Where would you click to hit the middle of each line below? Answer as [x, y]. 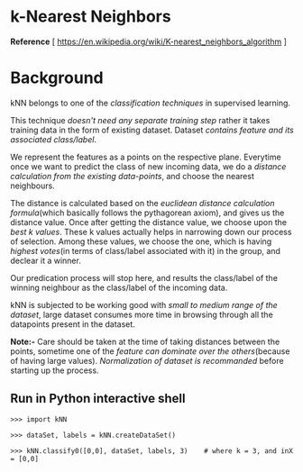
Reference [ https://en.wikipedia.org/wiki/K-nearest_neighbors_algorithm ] [149, 41]
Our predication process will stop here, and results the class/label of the [144, 277]
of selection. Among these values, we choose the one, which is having [141, 241]
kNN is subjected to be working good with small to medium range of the [144, 304]
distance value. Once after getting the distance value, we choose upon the [149, 222]
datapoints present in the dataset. [73, 324]
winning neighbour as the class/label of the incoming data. [119, 287]
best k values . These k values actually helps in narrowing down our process [151, 231]
